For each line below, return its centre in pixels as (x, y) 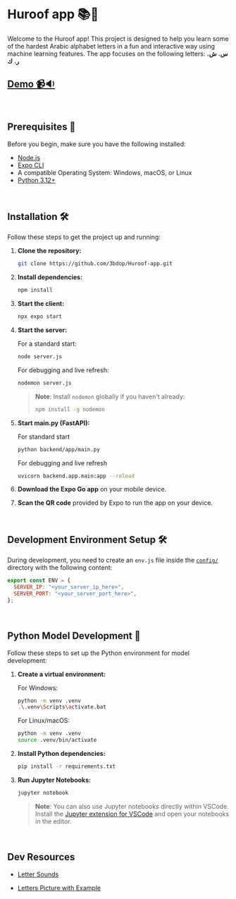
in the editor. (53, 821)
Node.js (29, 157)
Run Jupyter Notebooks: (54, 780)
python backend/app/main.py (58, 449)
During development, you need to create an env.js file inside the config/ (113, 560)
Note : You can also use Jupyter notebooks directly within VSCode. (132, 806)
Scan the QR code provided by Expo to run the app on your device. (115, 503)
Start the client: (41, 304)
